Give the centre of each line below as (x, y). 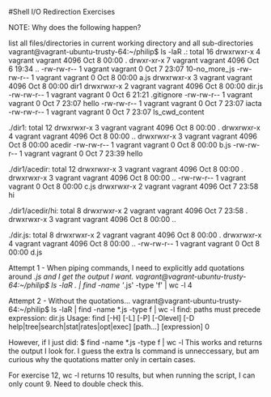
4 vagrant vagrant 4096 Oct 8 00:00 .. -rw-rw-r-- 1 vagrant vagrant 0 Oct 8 (134, 243)
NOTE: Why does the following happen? (75, 27)
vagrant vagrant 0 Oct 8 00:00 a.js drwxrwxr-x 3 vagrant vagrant (144, 77)
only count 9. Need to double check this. (76, 384)
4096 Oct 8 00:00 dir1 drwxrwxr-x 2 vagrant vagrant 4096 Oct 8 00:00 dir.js (136, 86)
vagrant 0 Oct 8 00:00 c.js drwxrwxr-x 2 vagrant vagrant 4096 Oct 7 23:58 (133, 186)
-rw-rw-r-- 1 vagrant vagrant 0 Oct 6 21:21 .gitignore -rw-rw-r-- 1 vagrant (131, 95)
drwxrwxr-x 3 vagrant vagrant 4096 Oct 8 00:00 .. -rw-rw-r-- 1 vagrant (127, 178)
